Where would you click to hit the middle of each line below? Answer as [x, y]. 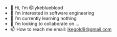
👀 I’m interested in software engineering [52, 13]
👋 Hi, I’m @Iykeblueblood [37, 8]
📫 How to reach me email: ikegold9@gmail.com [61, 29]
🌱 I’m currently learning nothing [43, 18]
